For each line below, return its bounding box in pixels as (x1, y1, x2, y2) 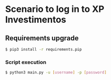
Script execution (5, 59, 47, 66)
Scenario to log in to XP (5, 3, 104, 15)
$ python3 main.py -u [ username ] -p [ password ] (5, 70, 107, 75)
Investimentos (5, 14, 66, 25)
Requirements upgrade (5, 34, 79, 42)
